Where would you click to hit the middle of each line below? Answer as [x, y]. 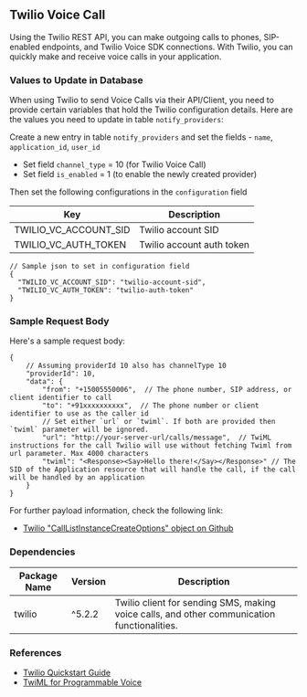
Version [89, 581]
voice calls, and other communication [195, 614]
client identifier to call [61, 398]
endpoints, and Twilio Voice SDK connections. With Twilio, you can [168, 47]
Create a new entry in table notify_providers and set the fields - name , [142, 137]
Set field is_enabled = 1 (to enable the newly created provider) [140, 174]
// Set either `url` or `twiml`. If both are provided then [159, 422]
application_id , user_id [55, 147]
